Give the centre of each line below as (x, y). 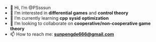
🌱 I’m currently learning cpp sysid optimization (59, 18)
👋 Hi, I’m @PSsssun (30, 8)
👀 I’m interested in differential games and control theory (69, 13)
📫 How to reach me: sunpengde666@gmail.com (62, 34)
